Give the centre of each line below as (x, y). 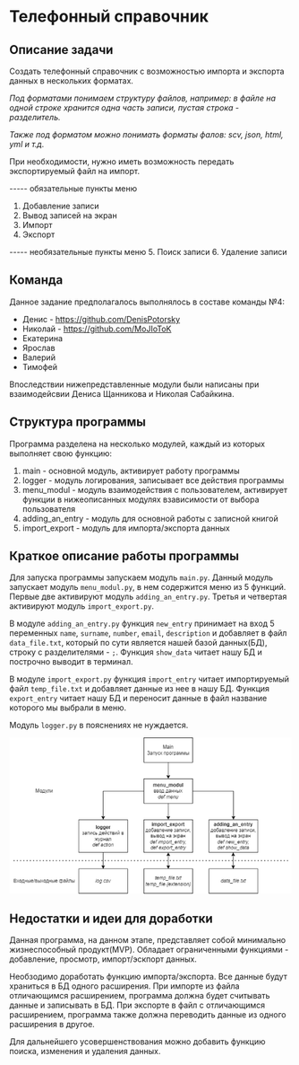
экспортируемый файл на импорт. (75, 171)
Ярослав (38, 348)
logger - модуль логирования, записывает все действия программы (153, 480)
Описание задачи (61, 50)
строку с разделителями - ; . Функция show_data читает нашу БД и (136, 652)
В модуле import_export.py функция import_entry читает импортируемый (149, 679)
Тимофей (40, 366)
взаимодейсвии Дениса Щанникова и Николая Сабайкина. (122, 393)
